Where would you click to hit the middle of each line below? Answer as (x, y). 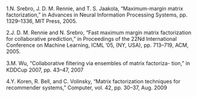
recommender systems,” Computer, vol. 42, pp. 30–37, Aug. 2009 (87, 88)
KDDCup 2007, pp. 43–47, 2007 (45, 70)
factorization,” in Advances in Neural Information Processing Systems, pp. (97, 15)
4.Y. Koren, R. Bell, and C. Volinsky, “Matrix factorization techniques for (93, 81)
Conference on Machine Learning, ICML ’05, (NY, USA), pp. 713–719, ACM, (98, 45)
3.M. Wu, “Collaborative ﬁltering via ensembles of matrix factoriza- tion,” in (98, 63)
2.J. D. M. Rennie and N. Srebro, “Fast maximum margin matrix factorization (99, 33)
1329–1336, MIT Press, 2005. (42, 21)
